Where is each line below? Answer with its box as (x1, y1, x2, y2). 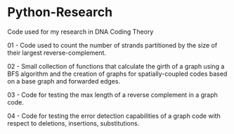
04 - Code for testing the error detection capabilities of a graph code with (7, 112, 221, 120)
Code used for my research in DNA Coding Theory (7, 27, 154, 36)
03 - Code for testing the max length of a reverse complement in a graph (7, 91, 218, 99)
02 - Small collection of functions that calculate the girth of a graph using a (7, 62, 225, 70)
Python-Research (7, 4, 113, 20)
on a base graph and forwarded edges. (7, 76, 121, 85)
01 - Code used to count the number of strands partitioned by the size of (7, 41, 218, 49)
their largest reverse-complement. (7, 48, 107, 57)
